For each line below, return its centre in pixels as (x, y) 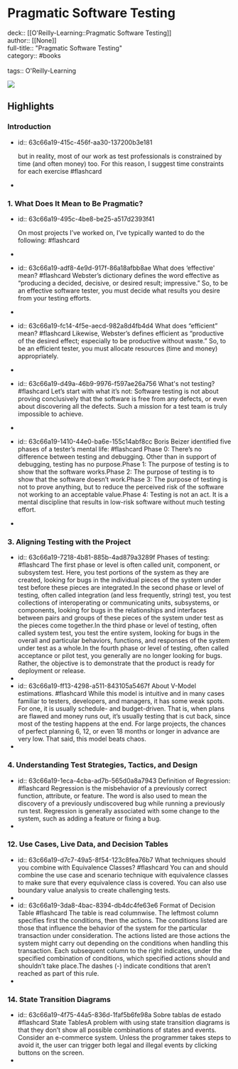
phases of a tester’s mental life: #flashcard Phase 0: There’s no (110, 449)
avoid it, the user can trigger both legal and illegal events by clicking (117, 1045)
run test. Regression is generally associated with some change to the (119, 810)
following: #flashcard (49, 240)
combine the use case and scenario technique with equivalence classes (123, 875)
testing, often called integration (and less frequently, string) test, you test (124, 595)
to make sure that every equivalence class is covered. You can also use (122, 882)
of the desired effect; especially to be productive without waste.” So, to (121, 340)
